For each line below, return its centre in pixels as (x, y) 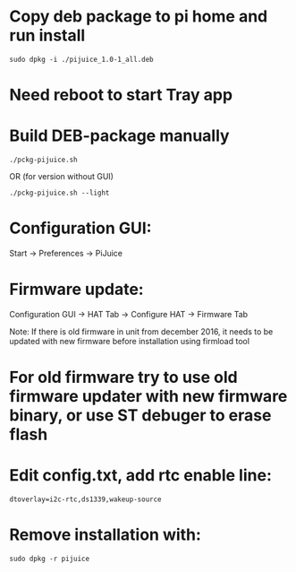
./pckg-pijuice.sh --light (59, 193)
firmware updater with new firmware (148, 397)
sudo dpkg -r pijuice (50, 559)
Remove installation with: (105, 535)
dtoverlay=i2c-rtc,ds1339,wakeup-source (86, 499)
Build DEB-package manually (119, 136)
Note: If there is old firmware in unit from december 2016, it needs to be (141, 331)
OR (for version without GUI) (62, 177)
